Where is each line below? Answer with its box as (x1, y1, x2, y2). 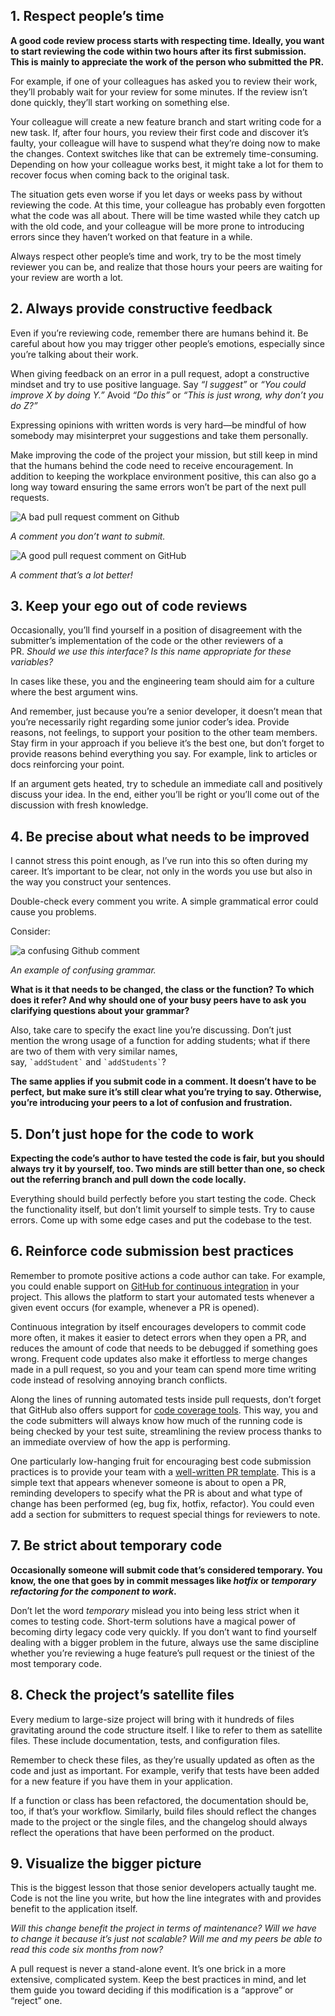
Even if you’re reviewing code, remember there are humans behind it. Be (10, 327, 309, 339)
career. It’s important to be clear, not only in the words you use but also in (10, 865, 313, 878)
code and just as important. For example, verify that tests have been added (10, 1764, 320, 1776)
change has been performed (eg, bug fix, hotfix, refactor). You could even (10, 1497, 315, 1509)
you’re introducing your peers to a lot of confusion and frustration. (10, 1097, 293, 1109)
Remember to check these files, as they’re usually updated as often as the (10, 1754, 315, 1766)
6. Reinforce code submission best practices (10, 1243, 295, 1260)
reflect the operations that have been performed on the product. (10, 1826, 275, 1838)
